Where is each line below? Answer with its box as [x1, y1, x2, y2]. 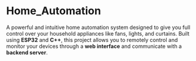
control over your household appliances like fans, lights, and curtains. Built [6, 30, 190, 37]
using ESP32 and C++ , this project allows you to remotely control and [6, 36, 178, 43]
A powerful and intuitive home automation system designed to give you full [6, 24, 191, 31]
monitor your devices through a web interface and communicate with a [6, 43, 182, 50]
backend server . [6, 49, 48, 56]
